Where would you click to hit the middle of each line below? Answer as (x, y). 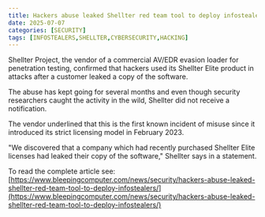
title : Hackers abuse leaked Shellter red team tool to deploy (114, 15)
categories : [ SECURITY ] (47, 30)
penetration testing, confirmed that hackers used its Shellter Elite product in (131, 69)
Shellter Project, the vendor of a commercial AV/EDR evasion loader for (123, 60)
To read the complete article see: (62, 171)
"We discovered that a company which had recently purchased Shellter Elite (132, 148)
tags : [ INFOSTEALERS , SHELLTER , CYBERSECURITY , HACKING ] (99, 37)
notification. (28, 109)
